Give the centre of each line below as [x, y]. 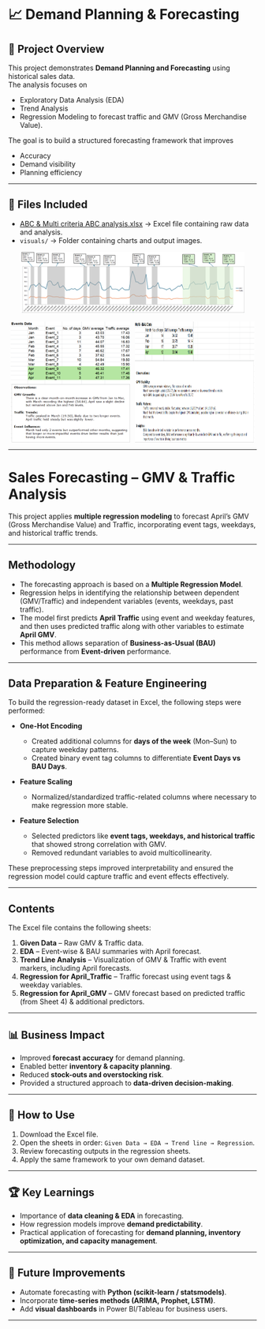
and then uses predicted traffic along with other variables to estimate [132, 626]
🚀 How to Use [41, 1116]
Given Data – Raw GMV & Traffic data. [82, 943]
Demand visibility [48, 164]
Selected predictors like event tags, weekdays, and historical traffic [143, 836]
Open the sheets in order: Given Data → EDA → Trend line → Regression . [137, 1142]
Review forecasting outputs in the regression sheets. [105, 1151]
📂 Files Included [48, 205]
